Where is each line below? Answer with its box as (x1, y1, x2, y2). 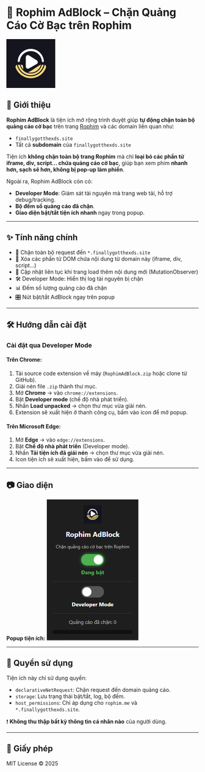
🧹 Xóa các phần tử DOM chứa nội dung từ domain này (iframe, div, (15, 255, 182, 262)
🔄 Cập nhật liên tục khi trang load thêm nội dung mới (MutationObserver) (15, 268, 198, 275)
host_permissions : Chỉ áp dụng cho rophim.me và (15, 699, 137, 706)
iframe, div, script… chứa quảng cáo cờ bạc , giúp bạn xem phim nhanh (6, 159, 188, 167)
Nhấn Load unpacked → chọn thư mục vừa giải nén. (15, 402, 147, 410)
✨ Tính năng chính (6, 232, 78, 243)
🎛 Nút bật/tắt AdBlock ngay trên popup (15, 293, 115, 300)
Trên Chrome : (6, 356, 43, 363)
